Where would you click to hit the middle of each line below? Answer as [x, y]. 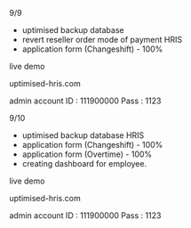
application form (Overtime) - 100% [87, 154]
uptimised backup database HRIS [83, 135]
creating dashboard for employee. [84, 163]
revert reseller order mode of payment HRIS [102, 40]
